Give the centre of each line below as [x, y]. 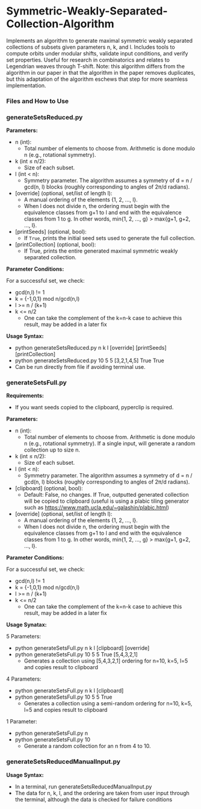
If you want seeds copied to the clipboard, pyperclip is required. [94, 408]
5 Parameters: [23, 637]
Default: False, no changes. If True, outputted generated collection [106, 495]
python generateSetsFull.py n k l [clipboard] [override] [82, 648]
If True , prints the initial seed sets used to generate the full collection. [110, 238]
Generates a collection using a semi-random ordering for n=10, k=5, [108, 704]
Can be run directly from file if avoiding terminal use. [80, 367]
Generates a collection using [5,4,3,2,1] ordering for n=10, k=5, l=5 [106, 661]
